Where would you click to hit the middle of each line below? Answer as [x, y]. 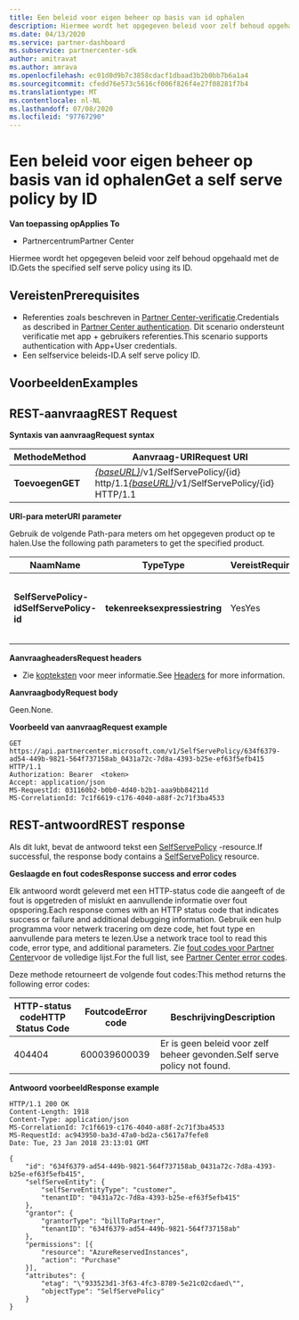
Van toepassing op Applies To [65, 224]
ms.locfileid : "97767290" [57, 117]
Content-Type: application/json [69, 1119]
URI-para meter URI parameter [65, 516]
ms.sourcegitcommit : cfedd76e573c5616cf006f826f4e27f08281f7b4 [129, 84]
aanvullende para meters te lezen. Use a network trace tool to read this [138, 938]
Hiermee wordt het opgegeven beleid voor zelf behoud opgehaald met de [144, 259]
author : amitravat [43, 59]
